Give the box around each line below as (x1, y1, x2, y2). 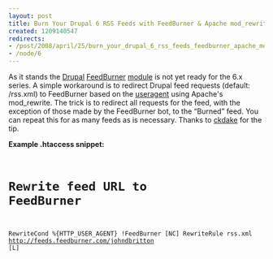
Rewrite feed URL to (8, 179, 148, 195)
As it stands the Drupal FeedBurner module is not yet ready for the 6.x (8, 72, 243, 81)
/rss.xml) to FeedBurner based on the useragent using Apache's (8, 89, 223, 98)
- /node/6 (8, 50, 42, 58)
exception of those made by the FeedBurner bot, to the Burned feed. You (8, 106, 258, 116)
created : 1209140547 (8, 27, 79, 35)
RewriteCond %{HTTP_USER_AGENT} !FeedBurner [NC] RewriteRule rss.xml (8, 230, 253, 238)
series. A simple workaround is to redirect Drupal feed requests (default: (8, 80, 250, 90)
